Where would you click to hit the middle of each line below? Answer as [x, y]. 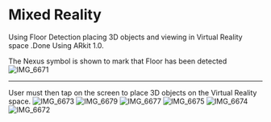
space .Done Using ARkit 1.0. [56, 45]
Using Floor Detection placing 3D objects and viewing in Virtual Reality [126, 37]
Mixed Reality [55, 15]
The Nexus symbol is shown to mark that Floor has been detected [118, 61]
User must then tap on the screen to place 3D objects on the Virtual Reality [133, 92]
